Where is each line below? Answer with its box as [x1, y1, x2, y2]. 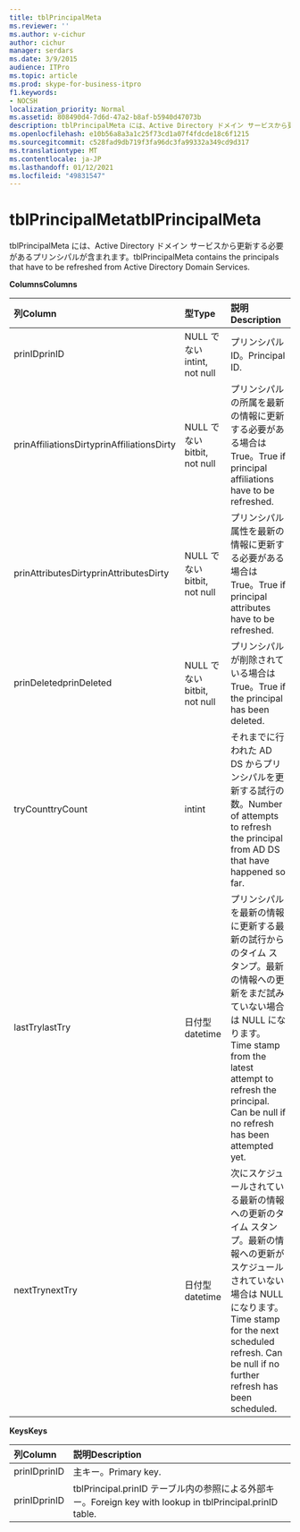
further [230, 1369, 261, 1382]
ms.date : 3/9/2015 [9, 55, 78, 64]
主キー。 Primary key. [72, 1466, 162, 1478]
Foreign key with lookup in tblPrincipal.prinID [90, 1496, 279, 1509]
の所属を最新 [230, 396, 285, 409]
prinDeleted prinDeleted [13, 677, 112, 689]
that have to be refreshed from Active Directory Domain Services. [9, 261, 250, 273]
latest [230, 1061, 254, 1074]
